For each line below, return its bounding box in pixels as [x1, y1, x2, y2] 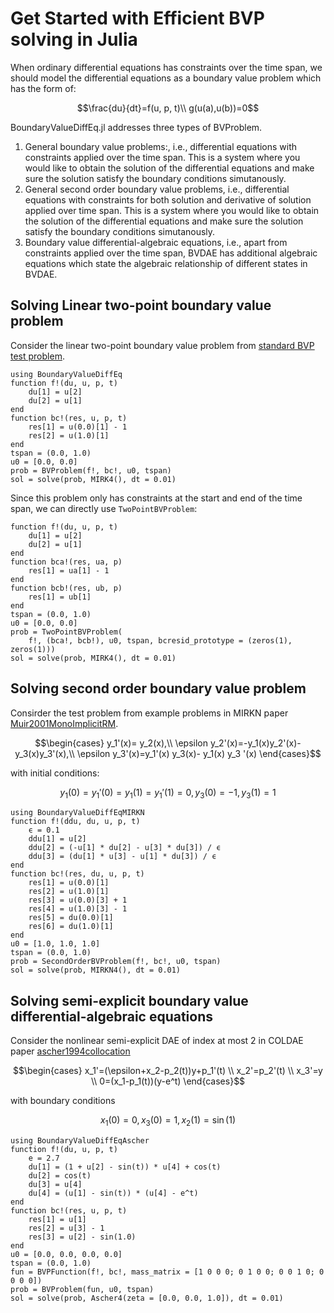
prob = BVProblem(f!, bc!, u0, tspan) [10, 465, 172, 476]
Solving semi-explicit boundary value [10, 992, 249, 1009]
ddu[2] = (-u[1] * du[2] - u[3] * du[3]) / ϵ [28, 843, 222, 853]
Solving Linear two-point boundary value [10, 297, 272, 314]
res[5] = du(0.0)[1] [28, 913, 114, 923]
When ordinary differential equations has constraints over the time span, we [10, 61, 323, 73]
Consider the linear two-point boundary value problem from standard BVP [10, 339, 315, 351]
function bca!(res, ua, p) [10, 557, 123, 567]
